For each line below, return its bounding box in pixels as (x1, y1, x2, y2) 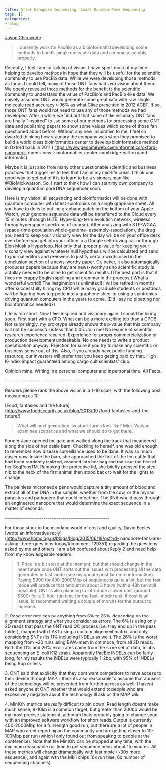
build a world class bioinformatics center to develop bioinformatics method (5, 139, 158, 145)
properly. (17, 55, 36, 61)
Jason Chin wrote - (5, 35, 45, 41)
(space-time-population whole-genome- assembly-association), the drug (5, 227, 155, 233)
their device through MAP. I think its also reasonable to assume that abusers (5, 676, 161, 682)
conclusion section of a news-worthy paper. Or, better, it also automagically (5, 259, 160, 265)
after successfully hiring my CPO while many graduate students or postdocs (5, 285, 161, 292)
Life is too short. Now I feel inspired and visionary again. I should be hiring (5, 311, 157, 317)
